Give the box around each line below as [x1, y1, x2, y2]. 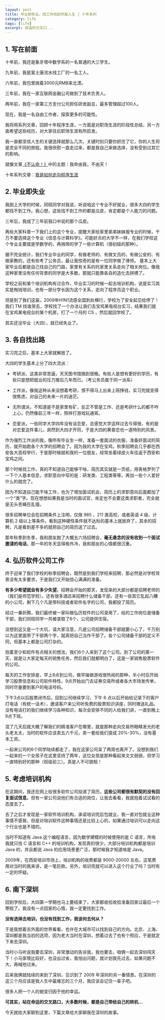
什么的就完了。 [5, 478, 35, 484]
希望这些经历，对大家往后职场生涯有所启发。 [9, 128, 100, 134]
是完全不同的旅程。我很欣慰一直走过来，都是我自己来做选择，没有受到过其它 [5, 144, 160, 150]
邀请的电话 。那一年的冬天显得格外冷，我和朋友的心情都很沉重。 [5, 541, 134, 546]
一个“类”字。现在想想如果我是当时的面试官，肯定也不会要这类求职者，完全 [5, 495, 156, 501]
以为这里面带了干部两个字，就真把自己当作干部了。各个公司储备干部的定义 [5, 633, 156, 639]
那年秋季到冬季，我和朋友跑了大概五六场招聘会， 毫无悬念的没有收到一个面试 [5, 534, 160, 540]
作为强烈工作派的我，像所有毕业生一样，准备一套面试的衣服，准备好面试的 [5, 437, 156, 443]
